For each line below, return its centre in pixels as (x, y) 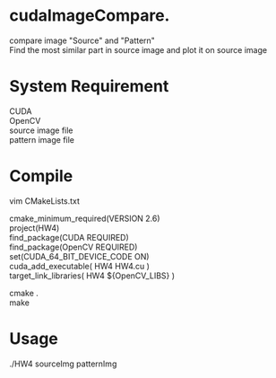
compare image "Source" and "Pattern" (82, 40)
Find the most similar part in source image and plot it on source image (138, 49)
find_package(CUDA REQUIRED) (69, 237)
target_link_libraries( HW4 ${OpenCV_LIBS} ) (92, 276)
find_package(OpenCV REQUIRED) (73, 247)
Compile (41, 176)
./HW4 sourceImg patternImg (63, 364)
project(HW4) (34, 228)
